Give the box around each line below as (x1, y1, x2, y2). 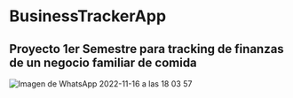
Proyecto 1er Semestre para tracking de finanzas (9, 41, 284, 57)
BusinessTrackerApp (9, 6, 167, 26)
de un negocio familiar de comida (9, 55, 197, 70)
